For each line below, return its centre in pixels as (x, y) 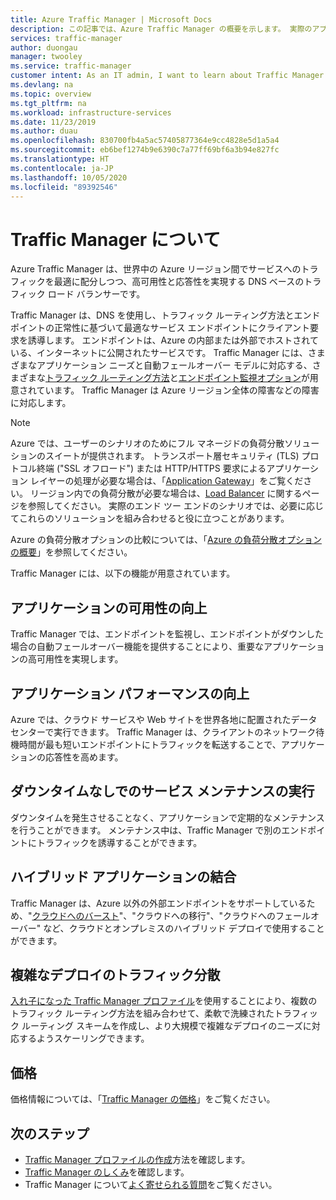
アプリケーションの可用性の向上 (109, 607)
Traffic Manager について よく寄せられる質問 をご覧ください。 (151, 1184)
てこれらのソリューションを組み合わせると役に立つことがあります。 (150, 518)
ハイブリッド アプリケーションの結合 (123, 877)
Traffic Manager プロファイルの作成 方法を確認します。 (137, 1159)
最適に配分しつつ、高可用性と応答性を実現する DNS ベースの (179, 282)
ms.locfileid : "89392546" (64, 187)
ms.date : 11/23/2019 (53, 122)
